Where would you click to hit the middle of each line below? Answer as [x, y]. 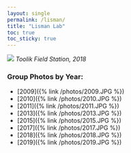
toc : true [21, 32]
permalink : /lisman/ [37, 20]
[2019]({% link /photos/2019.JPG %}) [69, 142]
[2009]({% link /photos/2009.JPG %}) [71, 92]
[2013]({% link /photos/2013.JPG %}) [69, 113]
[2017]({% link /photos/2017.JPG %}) [69, 128]
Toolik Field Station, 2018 [51, 59]
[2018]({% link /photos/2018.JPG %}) [69, 135]
